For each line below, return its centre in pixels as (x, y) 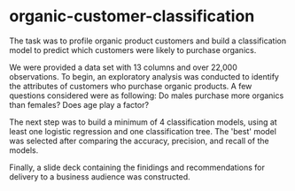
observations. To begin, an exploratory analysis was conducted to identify (144, 76)
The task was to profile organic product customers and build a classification (148, 41)
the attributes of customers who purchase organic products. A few (131, 86)
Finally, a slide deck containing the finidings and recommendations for (137, 167)
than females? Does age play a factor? (79, 104)
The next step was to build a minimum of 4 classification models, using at (143, 122)
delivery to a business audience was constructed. (100, 176)
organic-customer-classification (132, 16)
